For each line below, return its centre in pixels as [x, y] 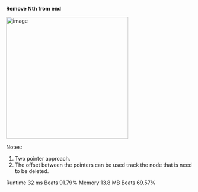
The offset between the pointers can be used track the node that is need [103, 165]
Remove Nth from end [33, 9]
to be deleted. [32, 171]
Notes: [14, 147]
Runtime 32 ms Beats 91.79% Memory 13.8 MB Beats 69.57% [81, 183]
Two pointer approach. [42, 159]
